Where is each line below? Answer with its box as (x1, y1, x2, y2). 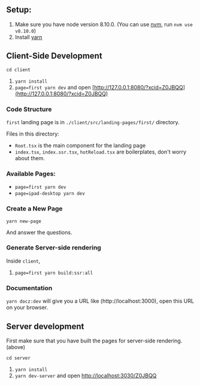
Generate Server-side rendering (6, 243, 102, 252)
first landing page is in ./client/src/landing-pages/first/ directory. (6, 118, 180, 125)
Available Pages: (6, 169, 56, 178)
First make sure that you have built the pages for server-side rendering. (6, 337, 183, 344)
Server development (6, 321, 84, 332)
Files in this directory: (6, 130, 60, 137)
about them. (14, 154, 45, 161)
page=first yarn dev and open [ (14, 83, 95, 91)
